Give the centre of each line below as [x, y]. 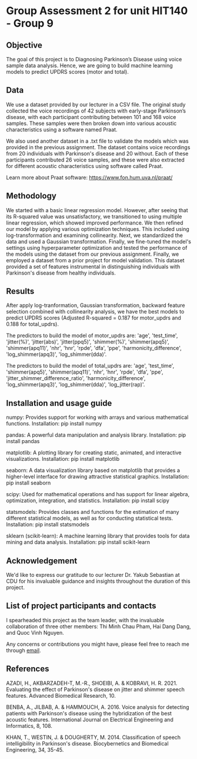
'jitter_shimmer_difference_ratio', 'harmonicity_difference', [76, 378]
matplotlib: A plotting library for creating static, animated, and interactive [94, 453]
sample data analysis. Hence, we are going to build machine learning [89, 65]
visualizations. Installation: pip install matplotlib [63, 459]
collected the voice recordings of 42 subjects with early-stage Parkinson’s [96, 111]
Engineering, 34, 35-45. [35, 750]
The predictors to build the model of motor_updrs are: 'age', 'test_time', [92, 336]
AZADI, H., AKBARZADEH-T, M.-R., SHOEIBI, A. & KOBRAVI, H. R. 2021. [92, 683]
